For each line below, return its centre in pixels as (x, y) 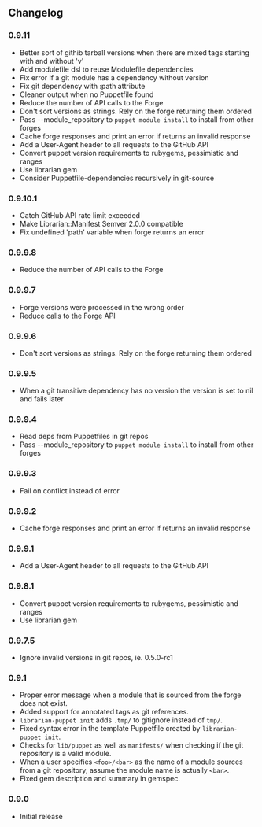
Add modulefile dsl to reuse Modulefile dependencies (106, 69)
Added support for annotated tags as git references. (104, 712)
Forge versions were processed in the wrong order (102, 307)
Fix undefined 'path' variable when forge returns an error (112, 232)
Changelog (36, 13)
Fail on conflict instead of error (70, 490)
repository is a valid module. (65, 754)
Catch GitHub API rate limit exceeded (79, 215)
